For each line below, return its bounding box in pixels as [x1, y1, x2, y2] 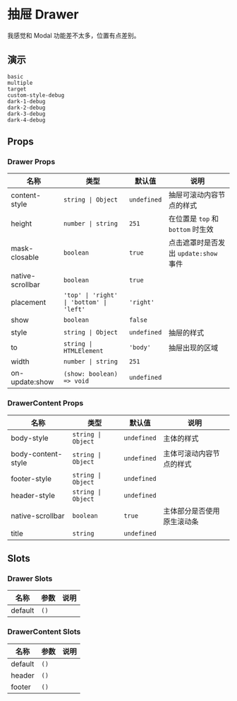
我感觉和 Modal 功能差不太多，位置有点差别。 [7, 31, 140, 40]
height [11, 219, 32, 228]
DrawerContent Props [7, 398, 84, 408]
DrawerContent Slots [7, 627, 81, 637]
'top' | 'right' [63, 291, 119, 299]
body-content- [11, 448, 63, 458]
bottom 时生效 [168, 224, 214, 234]
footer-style [11, 473, 51, 483]
